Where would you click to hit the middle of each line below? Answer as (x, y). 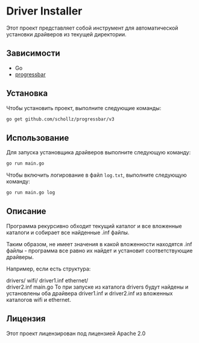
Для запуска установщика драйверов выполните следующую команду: (99, 152)
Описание (26, 211)
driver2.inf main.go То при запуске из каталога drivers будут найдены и (97, 287)
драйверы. (20, 257)
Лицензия (26, 319)
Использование (38, 138)
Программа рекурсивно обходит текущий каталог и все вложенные (94, 226)
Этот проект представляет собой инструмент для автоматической (92, 28)
